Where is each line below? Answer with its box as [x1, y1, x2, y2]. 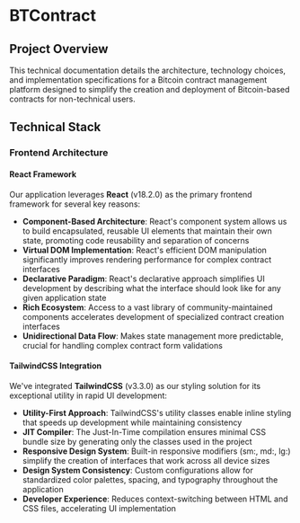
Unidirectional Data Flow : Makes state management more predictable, [22, 330, 284, 341]
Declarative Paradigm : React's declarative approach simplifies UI [22, 273, 265, 284]
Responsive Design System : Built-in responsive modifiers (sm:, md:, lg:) [22, 446, 291, 457]
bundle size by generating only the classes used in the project [22, 436, 253, 447]
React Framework [9, 168, 77, 180]
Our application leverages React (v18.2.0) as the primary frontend [9, 189, 253, 199]
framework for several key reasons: [9, 199, 141, 209]
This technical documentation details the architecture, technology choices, [9, 65, 286, 75]
